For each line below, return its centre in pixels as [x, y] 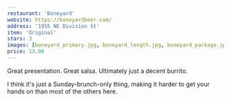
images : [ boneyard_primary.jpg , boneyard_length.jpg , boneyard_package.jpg [118, 45]
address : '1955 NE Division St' [53, 26]
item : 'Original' [32, 32]
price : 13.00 [26, 52]
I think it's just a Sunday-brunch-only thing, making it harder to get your [108, 84]
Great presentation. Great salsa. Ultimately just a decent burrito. [97, 71]
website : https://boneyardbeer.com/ [59, 20]
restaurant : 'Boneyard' [41, 13]
